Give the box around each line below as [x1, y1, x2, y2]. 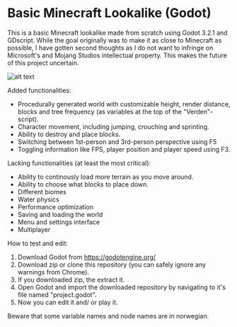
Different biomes [17, 187, 67, 196]
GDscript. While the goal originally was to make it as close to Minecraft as [7, 35, 222, 44]
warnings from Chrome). [17, 267, 90, 276]
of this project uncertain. [7, 58, 79, 67]
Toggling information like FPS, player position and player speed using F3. [17, 145, 231, 153]
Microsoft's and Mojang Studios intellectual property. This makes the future [7, 51, 228, 60]
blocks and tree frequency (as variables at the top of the [17, 107, 183, 116]
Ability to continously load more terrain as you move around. [17, 172, 194, 181]
